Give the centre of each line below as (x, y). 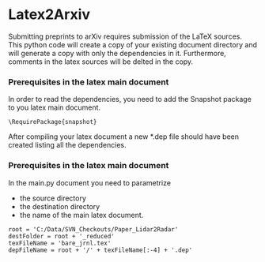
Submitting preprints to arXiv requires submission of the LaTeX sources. (125, 36)
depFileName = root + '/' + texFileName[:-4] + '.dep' (100, 250)
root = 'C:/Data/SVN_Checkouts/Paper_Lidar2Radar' (93, 229)
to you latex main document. (55, 107)
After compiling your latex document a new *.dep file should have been (124, 137)
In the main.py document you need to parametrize (90, 182)
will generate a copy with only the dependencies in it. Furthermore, (117, 53)
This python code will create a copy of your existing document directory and (133, 44)
